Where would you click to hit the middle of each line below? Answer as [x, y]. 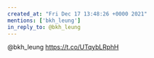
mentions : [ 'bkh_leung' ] [44, 21]
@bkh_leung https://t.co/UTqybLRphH [63, 47]
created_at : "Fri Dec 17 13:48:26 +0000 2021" [77, 14]
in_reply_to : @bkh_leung [44, 27]
